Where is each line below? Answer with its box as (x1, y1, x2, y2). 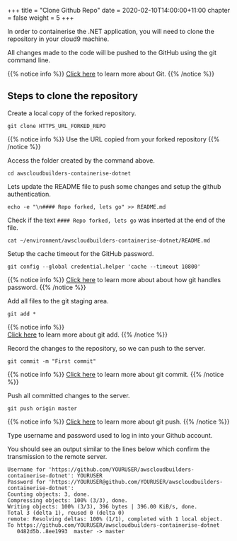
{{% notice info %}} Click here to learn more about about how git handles (7, 275, 221, 284)
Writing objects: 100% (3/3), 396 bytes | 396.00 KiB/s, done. (7, 503, 198, 510)
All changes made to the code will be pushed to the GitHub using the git (7, 49, 217, 57)
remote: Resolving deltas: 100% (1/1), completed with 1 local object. (7, 516, 223, 523)
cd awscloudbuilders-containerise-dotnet (7, 170, 132, 177)
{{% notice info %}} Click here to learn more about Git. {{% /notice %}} (7, 70, 214, 78)
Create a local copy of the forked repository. (7, 109, 137, 117)
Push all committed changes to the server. (7, 391, 130, 400)
